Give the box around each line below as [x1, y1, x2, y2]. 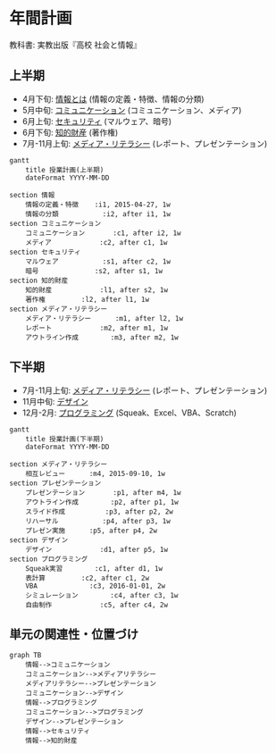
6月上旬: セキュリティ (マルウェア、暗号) [21, 115, 172, 126]
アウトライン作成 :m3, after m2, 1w [25, 332, 179, 342]
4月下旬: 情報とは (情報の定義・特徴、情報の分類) [21, 93, 205, 104]
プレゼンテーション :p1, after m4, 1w [25, 488, 181, 497]
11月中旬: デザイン [21, 396, 89, 406]
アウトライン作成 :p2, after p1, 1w [25, 498, 179, 506]
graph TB [9, 651, 42, 660]
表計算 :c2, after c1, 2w [25, 573, 150, 582]
